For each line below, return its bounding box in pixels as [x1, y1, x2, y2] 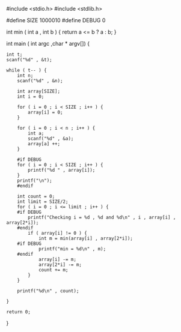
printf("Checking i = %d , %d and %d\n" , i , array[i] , [28, 214, 176, 220]
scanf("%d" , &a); [28, 136, 74, 142]
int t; [6, 52, 23, 58]
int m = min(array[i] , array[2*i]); [38, 235, 133, 241]
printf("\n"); [17, 178, 52, 184]
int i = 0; [17, 94, 44, 100]
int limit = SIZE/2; [17, 199, 69, 205]
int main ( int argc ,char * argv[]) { [6, 40, 90, 47]
